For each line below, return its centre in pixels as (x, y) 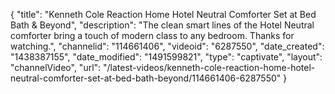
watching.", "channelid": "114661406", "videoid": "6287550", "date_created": (167, 46)
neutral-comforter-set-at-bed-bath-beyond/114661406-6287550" (146, 78)
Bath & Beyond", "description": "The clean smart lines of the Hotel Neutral (162, 25)
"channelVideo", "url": (56, 67)
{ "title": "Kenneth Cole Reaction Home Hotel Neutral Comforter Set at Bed (163, 14)
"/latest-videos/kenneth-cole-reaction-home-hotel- (209, 67)
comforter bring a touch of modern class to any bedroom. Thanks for (152, 35)
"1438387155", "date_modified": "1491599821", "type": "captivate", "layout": (166, 57)
